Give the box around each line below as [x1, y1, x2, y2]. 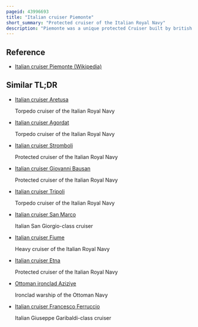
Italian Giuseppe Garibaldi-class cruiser [14, 314, 111, 321]
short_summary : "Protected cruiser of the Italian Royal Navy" [6, 20, 166, 26]
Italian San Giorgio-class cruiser [14, 222, 93, 229]
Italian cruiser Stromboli [14, 142, 73, 149]
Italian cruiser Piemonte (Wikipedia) [14, 63, 102, 70]
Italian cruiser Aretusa [14, 96, 69, 103]
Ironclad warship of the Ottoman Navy [14, 291, 108, 299]
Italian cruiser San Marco [14, 211, 76, 218]
